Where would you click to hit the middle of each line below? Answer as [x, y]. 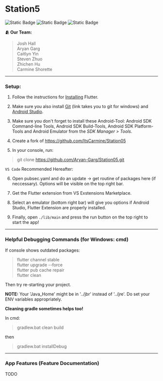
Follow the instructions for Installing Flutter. [55, 97]
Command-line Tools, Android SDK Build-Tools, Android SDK [73, 126]
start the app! [25, 222]
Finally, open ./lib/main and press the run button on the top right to [80, 217]
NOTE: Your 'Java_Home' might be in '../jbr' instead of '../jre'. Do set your [78, 294]
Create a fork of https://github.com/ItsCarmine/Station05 [69, 141]
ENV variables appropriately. [33, 299]
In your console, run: [33, 150]
